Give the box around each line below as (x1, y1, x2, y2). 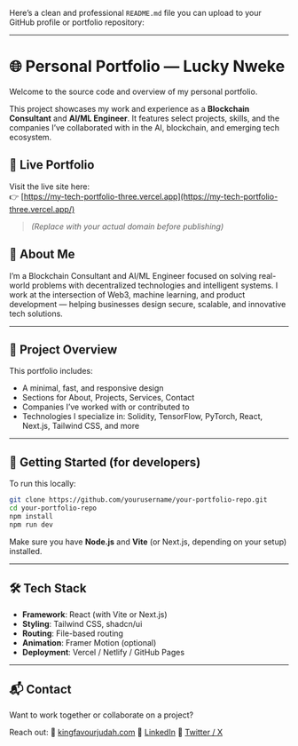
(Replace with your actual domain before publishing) (30, 221, 224, 232)
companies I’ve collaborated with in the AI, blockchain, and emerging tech (9, 122, 279, 132)
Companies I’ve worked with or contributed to (21, 401, 190, 412)
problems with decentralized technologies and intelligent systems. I (31, 280, 278, 290)
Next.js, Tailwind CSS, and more (21, 421, 140, 432)
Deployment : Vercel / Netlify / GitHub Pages (21, 647, 184, 657)
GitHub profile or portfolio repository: (9, 17, 145, 28)
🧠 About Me (9, 247, 75, 262)
